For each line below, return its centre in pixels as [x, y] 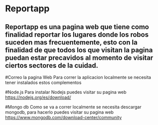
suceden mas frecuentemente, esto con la [71, 42]
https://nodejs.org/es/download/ [38, 97]
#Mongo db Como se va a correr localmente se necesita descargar [73, 107]
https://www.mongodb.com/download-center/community [63, 117]
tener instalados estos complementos [43, 83]
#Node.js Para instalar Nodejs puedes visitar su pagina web [66, 92]
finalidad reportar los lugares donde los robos [77, 34]
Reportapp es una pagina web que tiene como [77, 27]
